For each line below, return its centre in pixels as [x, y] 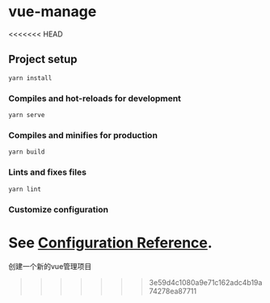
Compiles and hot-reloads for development [95, 98]
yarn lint [25, 189]
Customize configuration [59, 209]
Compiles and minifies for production [83, 135]
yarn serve [27, 116]
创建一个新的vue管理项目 [50, 266]
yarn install [30, 78]
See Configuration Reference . [110, 243]
